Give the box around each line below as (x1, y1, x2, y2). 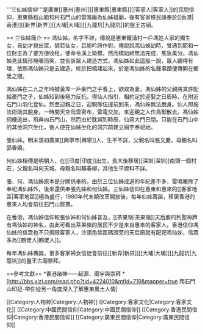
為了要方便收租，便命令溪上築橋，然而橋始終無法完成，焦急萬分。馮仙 (22, 49, 199, 57)
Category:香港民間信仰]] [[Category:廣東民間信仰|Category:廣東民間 (13, 314, 185, 321)
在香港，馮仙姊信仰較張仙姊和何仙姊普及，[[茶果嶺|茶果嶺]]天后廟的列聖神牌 (6, 214, 198, 220)
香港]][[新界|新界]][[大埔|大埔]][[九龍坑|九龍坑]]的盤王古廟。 (6, 21, 157, 28)
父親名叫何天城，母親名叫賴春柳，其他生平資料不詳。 (16, 165, 151, 172)
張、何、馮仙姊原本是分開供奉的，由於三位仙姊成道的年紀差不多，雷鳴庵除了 (6, 178, 199, 185)
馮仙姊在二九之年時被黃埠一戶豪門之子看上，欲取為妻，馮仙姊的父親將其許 (6, 85, 193, 92)
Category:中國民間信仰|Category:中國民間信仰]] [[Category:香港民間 (21, 306, 192, 313)
